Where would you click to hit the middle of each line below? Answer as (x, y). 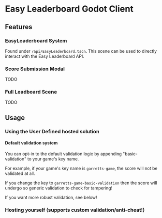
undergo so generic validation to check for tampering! (59, 188)
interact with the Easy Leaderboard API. (45, 56)
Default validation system (31, 143)
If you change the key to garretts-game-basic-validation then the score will (81, 183)
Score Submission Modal (35, 69)
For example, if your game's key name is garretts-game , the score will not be (81, 168)
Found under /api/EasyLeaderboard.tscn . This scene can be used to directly (81, 51)
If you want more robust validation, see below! (51, 197)
